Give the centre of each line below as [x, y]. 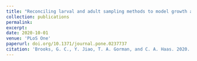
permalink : [19, 22]
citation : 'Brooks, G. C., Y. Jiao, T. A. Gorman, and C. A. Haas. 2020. [98, 49]
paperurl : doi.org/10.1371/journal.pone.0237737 [67, 44]
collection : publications [38, 17]
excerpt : [17, 28]
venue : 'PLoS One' [28, 38]
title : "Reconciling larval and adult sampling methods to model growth [97, 11]
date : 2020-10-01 [27, 33]
